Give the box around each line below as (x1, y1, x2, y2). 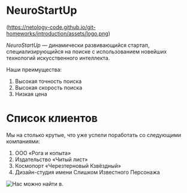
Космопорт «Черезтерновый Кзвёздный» (14, 162, 122, 169)
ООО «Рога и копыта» (14, 149, 71, 156)
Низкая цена (14, 90, 47, 97)
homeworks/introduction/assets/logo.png (6, 29, 109, 37)
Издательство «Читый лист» (14, 156, 88, 163)
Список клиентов (6, 112, 98, 125)
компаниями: (6, 138, 40, 145)
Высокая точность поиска (14, 78, 82, 85)
